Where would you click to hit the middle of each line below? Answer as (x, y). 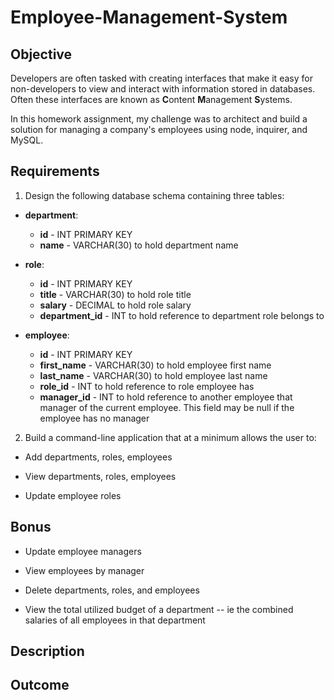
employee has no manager (94, 418)
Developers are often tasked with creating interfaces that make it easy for (161, 78)
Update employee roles (73, 495)
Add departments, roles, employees (98, 457)
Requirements (55, 171)
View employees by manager (84, 570)
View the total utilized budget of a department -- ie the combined (159, 609)
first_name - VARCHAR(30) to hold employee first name (155, 365)
